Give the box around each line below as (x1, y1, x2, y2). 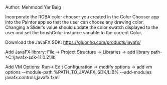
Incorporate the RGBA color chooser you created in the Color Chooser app (5, 14, 159, 19)
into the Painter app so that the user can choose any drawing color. (5, 19, 144, 25)
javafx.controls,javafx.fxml (5, 75, 60, 80)
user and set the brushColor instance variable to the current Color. (5, 30, 142, 35)
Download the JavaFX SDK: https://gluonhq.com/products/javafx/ (5, 39, 141, 45)
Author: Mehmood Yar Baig (5, 4, 61, 10)
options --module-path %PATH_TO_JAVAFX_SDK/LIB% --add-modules (5, 69, 152, 75)
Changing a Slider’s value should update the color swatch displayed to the (5, 24, 158, 30)
